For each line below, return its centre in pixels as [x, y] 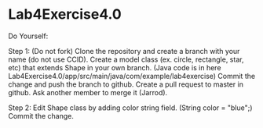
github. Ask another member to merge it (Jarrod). [88, 92]
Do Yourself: [28, 36]
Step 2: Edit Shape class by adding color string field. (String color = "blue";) [130, 108]
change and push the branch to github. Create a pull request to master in [126, 84]
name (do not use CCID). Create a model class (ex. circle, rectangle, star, [126, 59]
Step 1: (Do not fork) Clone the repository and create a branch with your [124, 51]
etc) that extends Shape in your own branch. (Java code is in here [115, 67]
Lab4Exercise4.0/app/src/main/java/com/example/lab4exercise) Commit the [132, 76]
